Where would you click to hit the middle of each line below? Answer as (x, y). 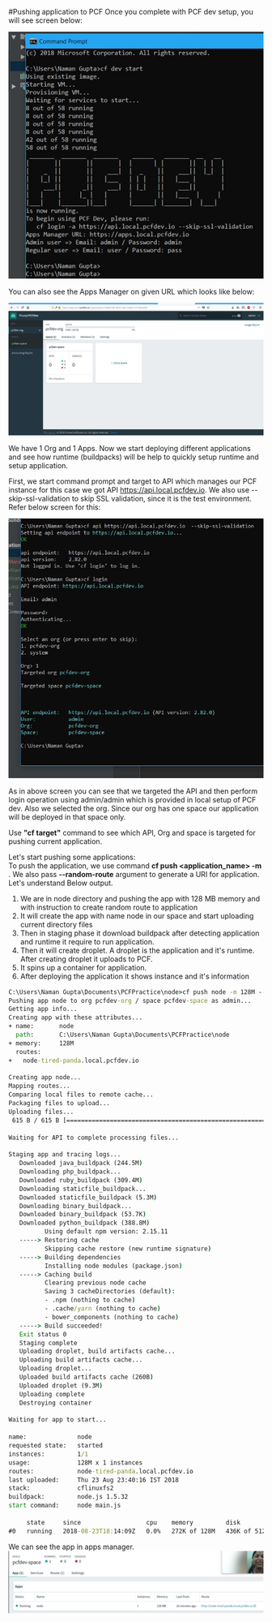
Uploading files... (41, 1112)
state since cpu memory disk (134, 1522)
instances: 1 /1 (49, 1454)
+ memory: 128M (41, 1043)
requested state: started (56, 1446)
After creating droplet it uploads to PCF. (86, 959)
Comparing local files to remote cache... (81, 1095)
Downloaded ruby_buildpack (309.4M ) (81, 1180)
